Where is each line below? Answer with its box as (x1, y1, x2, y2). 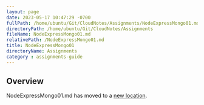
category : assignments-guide (6, 54, 83, 60)
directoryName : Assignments (6, 48, 78, 54)
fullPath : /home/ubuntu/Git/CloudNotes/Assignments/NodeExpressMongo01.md (6, 20, 200, 26)
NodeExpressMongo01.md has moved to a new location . (6, 92, 148, 100)
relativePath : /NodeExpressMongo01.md (6, 37, 104, 43)
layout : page (6, 8, 39, 15)
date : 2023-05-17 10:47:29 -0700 (6, 14, 91, 21)
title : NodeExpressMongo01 (6, 43, 75, 49)
